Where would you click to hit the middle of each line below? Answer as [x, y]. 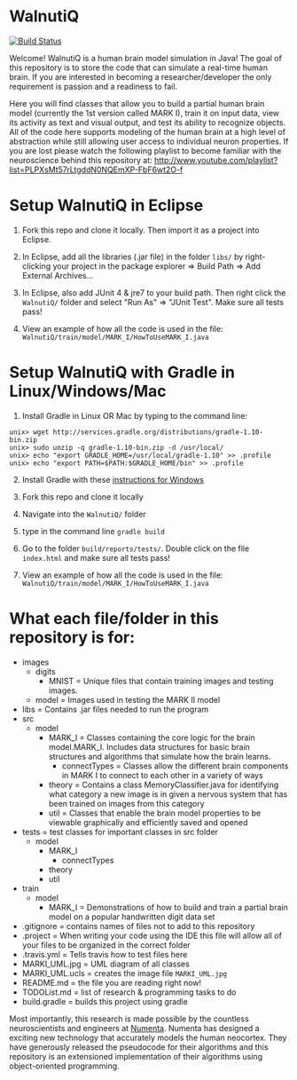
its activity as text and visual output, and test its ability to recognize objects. [148, 122]
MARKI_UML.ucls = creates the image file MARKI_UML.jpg [125, 973]
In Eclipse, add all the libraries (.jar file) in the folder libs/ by [133, 256]
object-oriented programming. [64, 1066]
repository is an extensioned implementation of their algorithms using [136, 1056]
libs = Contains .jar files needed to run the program [115, 709]
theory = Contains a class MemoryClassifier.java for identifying [164, 784]
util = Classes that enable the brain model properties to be [155, 813]
